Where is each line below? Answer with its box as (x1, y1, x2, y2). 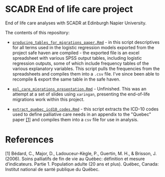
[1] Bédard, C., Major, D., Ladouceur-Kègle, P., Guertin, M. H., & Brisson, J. (5, 150, 157, 156)
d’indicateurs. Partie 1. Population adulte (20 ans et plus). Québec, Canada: (5, 161, 159, 167)
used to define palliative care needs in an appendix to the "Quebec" (12, 111, 152, 117)
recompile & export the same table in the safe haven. (12, 76, 121, 82)
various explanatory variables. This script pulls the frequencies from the (12, 66, 160, 72)
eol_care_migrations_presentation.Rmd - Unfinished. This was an (12, 86, 147, 91)
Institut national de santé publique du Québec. (5, 166, 100, 172)
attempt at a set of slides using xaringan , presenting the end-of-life (12, 91, 150, 97)
